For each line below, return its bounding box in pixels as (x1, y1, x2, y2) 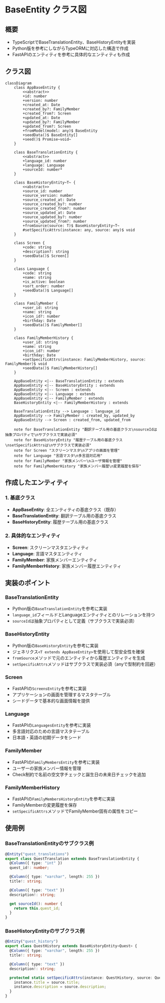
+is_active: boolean (23, 279, 65, 284)
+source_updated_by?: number (23, 215, 82, 220)
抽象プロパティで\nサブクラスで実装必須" (5, 432, 78, 437)
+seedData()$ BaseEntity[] (23, 132, 78, 138)
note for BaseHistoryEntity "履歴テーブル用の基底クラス (14, 437, 123, 443)
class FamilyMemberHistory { (14, 335, 74, 340)
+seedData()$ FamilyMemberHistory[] (23, 366, 98, 371)
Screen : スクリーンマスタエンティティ (12, 544, 89, 550)
